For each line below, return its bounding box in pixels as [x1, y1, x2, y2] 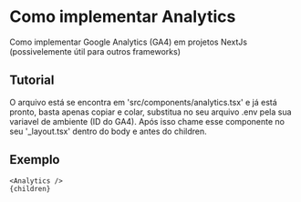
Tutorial [9, 73, 55, 88]
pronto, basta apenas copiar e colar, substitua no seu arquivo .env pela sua [9, 106, 292, 117]
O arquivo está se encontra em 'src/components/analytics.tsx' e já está [9, 96, 278, 107]
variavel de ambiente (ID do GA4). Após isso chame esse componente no [9, 116, 285, 126]
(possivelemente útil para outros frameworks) [9, 45, 181, 56]
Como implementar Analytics [9, 6, 236, 27]
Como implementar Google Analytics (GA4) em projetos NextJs [9, 36, 248, 47]
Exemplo [9, 152, 60, 167]
